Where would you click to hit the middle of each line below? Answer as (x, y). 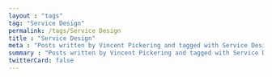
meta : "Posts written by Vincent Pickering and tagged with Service (128, 46)
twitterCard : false (41, 61)
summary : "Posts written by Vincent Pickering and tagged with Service (134, 53)
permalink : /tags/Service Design (65, 30)
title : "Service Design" (52, 38)
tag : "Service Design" (47, 23)
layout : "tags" (36, 16)
